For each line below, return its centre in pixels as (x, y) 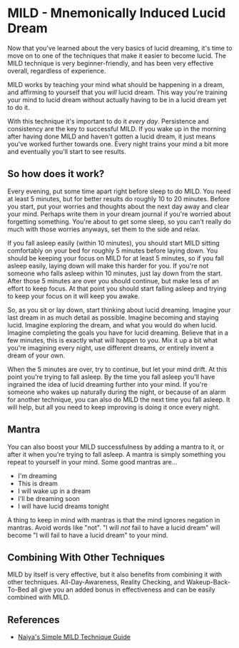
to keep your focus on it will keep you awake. (74, 296)
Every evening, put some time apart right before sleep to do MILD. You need (119, 191)
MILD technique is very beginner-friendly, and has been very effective (111, 63)
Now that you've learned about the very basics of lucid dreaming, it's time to (120, 48)
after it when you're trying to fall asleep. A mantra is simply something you (117, 454)
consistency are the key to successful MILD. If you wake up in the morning (117, 128)
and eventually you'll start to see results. (67, 151)
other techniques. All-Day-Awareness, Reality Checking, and (96, 582)
